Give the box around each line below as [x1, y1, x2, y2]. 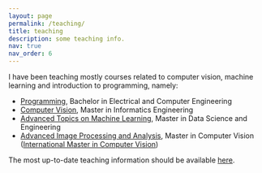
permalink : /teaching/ [8, 19, 85, 28]
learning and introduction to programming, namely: [8, 80, 178, 90]
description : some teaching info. [8, 34, 126, 43]
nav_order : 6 [8, 50, 53, 58]
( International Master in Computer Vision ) [19, 140, 159, 149]
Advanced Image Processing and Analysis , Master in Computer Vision [19, 131, 255, 141]
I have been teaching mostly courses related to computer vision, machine [8, 72, 254, 81]
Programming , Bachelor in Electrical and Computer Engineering [19, 97, 233, 106]
